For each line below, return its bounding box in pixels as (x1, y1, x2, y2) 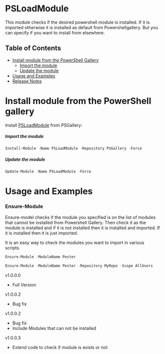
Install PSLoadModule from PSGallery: (5, 122, 83, 128)
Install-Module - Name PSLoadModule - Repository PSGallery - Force (5, 146, 142, 151)
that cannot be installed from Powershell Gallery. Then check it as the (5, 219, 146, 225)
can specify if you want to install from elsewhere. (5, 30, 105, 35)
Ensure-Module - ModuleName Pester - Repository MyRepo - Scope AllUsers (5, 263, 153, 268)
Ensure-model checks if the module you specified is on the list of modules (5, 214, 156, 220)
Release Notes (12, 78, 42, 84)
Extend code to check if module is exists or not (12, 344, 108, 350)
